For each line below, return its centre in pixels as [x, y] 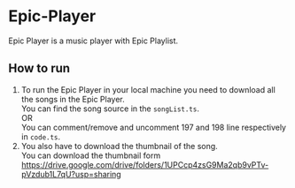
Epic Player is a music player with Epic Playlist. [93, 41]
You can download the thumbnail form [91, 155]
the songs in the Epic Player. [73, 99]
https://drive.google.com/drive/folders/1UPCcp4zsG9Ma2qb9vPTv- [145, 164]
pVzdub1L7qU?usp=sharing [71, 174]
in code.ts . [41, 136]
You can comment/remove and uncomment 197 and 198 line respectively [154, 127]
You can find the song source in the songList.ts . [110, 109]
